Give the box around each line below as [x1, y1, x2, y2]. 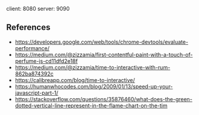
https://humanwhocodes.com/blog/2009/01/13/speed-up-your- [14, 83, 173, 90]
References [6, 22, 51, 32]
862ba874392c [14, 70, 54, 77]
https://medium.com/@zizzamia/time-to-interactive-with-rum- [14, 63, 171, 71]
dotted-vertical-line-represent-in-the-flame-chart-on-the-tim [14, 102, 168, 109]
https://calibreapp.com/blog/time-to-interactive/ [14, 76, 136, 83]
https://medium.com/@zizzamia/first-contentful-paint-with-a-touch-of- [14, 51, 193, 58]
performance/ [14, 44, 50, 52]
